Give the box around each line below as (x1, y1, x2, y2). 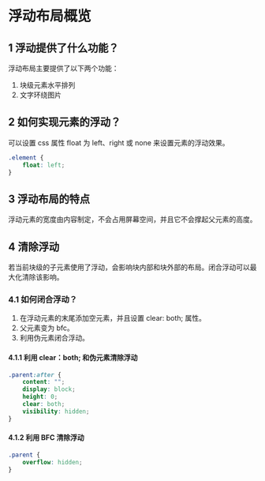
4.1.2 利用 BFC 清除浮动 (8, 433, 84, 442)
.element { (8, 153, 44, 162)
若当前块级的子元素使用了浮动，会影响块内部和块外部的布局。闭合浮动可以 (8, 262, 250, 272)
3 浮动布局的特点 (8, 192, 91, 205)
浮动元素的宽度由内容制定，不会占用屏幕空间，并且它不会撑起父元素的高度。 (8, 215, 257, 224)
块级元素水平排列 (19, 81, 76, 89)
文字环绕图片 (19, 90, 62, 100)
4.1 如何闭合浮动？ (8, 294, 77, 305)
